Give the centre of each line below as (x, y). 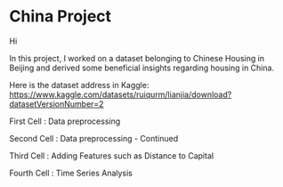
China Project (61, 16)
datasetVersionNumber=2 (57, 103)
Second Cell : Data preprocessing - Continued (94, 138)
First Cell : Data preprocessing (65, 121)
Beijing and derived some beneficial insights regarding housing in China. (141, 68)
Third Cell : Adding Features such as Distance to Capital (112, 155)
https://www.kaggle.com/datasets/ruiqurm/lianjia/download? (121, 94)
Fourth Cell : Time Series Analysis (71, 173)
